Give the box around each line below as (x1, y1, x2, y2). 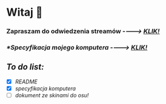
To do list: (6, 62, 44, 72)
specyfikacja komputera (15, 85, 76, 92)
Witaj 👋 (6, 5, 43, 19)
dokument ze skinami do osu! (15, 91, 89, 99)
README (15, 78, 38, 85)
